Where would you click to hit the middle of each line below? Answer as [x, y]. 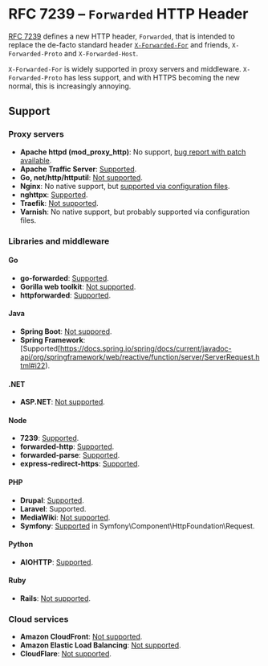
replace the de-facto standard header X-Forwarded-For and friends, [119, 44]
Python [21, 545]
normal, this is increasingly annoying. [70, 86]
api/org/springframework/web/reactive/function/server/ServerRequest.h [140, 357]
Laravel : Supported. [53, 508]
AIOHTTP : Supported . [57, 562]
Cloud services [39, 619]
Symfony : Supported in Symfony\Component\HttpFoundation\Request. [137, 526]
